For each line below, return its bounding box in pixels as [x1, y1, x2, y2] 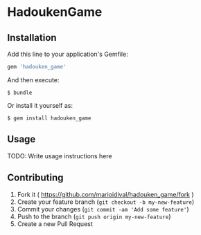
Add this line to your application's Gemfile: [7, 50, 128, 58]
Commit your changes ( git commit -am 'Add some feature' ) [17, 205, 189, 213]
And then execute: [7, 75, 60, 84]
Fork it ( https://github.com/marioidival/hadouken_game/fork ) [17, 190, 194, 198]
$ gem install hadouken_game [7, 115, 91, 122]
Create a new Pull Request [17, 219, 94, 228]
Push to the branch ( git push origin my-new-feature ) [17, 212, 171, 220]
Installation [7, 32, 57, 44]
